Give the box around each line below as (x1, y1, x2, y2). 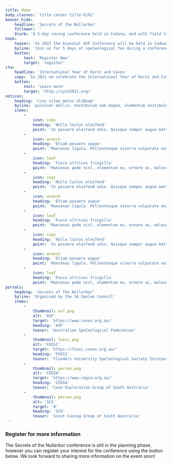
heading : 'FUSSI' (32, 351, 70, 357)
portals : (5, 285, 24, 290)
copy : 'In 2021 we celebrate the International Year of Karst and (14, 75, 159, 80)
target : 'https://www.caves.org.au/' (32, 318, 114, 323)
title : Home (5, 7, 31, 13)
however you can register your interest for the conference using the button (5, 448, 163, 454)
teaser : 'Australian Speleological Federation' (32, 327, 137, 333)
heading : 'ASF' (32, 323, 66, 328)
